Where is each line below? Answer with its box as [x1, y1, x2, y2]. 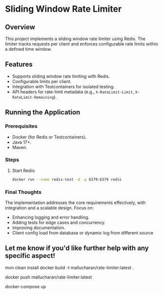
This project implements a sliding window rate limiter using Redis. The [5, 36, 145, 42]
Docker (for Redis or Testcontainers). [12, 134, 87, 140]
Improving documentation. [12, 225, 65, 231]
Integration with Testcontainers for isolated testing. [12, 84, 115, 89]
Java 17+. [12, 139, 32, 145]
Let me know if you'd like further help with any [5, 244, 149, 252]
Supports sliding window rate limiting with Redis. [12, 73, 110, 79]
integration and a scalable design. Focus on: [5, 205, 94, 210]
